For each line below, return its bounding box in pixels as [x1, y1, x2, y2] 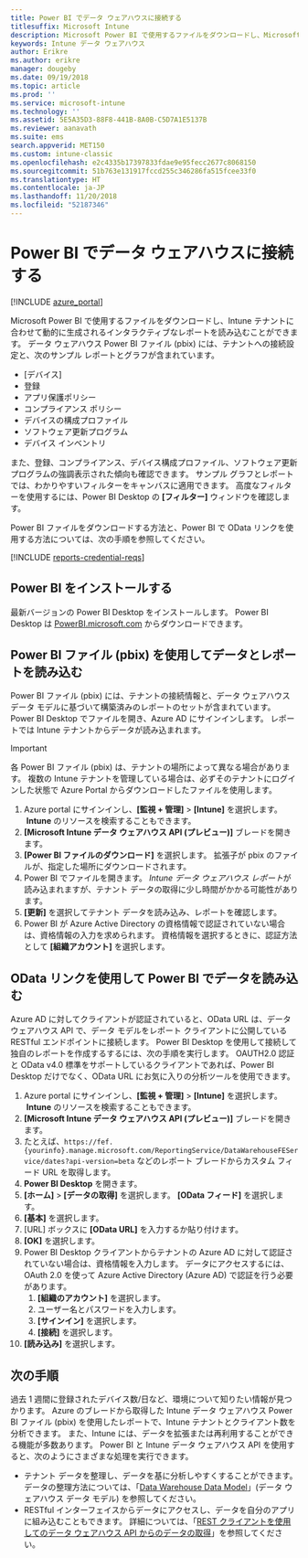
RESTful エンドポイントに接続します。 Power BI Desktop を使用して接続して [10, 1037, 297, 1048]
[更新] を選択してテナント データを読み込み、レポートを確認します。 [23, 907, 282, 918]
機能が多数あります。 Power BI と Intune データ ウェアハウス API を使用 [17, 1439, 287, 1450]
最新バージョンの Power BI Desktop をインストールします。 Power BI [10, 606, 269, 617]
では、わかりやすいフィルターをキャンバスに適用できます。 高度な [10, 479, 260, 490]
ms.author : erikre [10, 56, 80, 65]
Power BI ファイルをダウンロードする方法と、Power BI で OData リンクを [10, 522, 286, 533]
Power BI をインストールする [10, 581, 173, 596]
